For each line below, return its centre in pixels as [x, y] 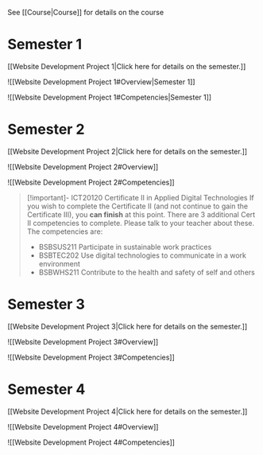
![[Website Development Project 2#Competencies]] [91, 182]
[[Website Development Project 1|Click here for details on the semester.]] [127, 66]
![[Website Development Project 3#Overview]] [83, 341]
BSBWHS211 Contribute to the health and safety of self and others [147, 272]
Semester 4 [46, 389]
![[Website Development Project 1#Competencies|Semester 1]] [110, 97]
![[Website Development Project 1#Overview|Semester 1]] [101, 82]
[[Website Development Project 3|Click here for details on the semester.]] [128, 326]
